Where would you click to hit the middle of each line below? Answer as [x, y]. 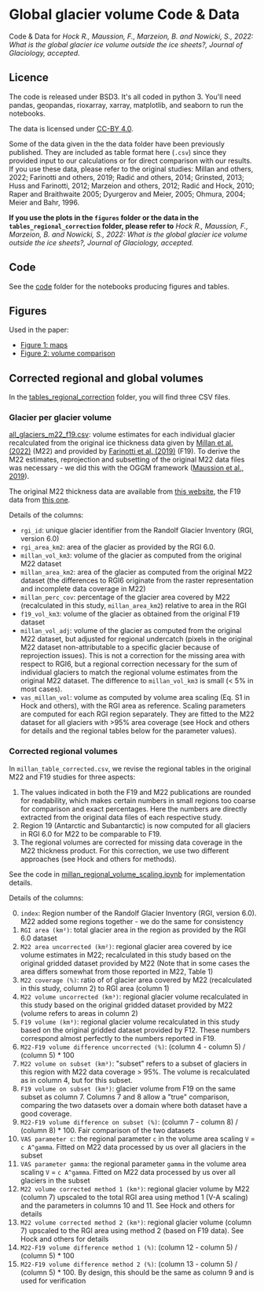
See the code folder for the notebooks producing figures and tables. [119, 286]
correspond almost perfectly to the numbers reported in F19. [118, 1038]
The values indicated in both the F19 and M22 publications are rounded [136, 792]
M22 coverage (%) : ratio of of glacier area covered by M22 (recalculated [136, 980]
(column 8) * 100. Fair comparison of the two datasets [108, 1130]
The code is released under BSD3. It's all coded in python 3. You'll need [125, 97]
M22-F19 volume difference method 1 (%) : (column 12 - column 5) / [129, 1247]
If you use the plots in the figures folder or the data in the [104, 217]
